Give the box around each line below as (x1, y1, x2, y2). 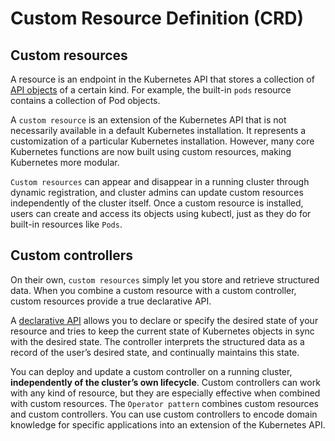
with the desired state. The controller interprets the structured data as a (10, 335, 305, 347)
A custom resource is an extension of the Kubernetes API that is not (10, 114, 287, 126)
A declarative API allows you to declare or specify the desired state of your (10, 314, 319, 326)
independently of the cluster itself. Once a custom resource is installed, (10, 197, 304, 209)
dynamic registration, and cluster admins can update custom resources (10, 187, 304, 198)
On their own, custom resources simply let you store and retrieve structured (10, 273, 320, 286)
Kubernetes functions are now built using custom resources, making (10, 146, 292, 157)
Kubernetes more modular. (10, 157, 120, 168)
